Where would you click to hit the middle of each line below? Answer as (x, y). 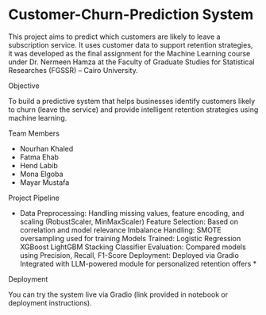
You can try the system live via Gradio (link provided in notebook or (118, 294)
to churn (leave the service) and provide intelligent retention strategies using (133, 109)
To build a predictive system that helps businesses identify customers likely (132, 101)
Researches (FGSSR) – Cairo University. (73, 70)
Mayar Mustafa (44, 182)
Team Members (34, 133)
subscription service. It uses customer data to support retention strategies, (131, 44)
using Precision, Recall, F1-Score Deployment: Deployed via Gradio (129, 255)
